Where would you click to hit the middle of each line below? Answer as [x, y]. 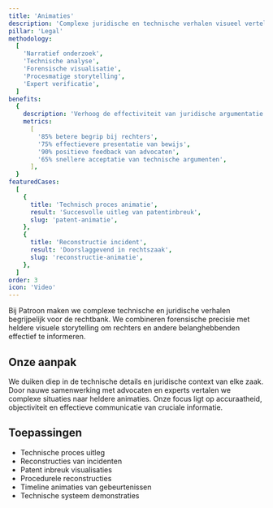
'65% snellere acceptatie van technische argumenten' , [132, 159]
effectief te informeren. [47, 337]
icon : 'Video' [32, 288]
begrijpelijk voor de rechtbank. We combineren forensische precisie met [129, 319]
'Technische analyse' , [61, 62]
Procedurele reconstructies [66, 478]
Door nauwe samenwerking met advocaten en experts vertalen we [120, 390]
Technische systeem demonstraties [80, 495]
